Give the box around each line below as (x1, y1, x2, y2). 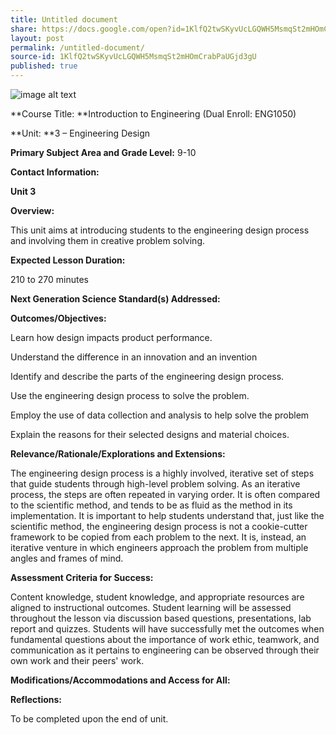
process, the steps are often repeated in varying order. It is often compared (10, 489, 321, 500)
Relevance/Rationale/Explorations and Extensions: (10, 448, 226, 460)
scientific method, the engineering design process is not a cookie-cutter (10, 521, 308, 532)
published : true (10, 61, 78, 71)
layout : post (10, 33, 65, 43)
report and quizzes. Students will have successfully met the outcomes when (10, 623, 325, 635)
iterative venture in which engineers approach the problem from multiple (10, 542, 309, 553)
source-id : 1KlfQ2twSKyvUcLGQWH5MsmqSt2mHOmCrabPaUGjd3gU (10, 52, 257, 62)
